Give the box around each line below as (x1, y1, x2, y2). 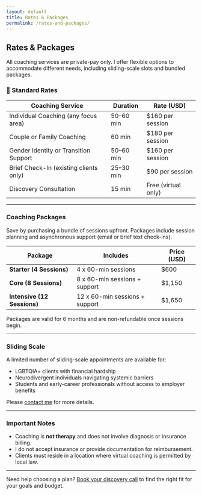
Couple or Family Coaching (9, 133, 86, 142)
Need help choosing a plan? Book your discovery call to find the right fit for (6, 476, 192, 483)
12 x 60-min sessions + (76, 292, 145, 300)
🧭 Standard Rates (6, 86, 58, 95)
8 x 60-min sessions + (76, 275, 141, 283)
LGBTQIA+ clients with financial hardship (14, 368, 116, 375)
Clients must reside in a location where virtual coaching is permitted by (14, 452, 191, 459)
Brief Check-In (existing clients (9, 164, 98, 172)
